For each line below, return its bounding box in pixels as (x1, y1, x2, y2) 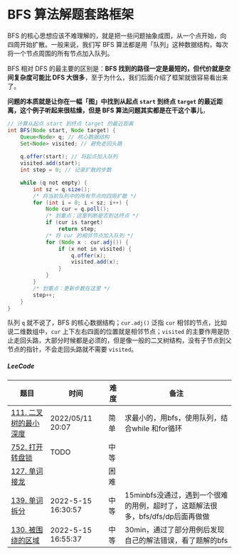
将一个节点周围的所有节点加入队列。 (7, 49, 114, 58)
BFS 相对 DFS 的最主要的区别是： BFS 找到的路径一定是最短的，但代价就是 (7, 64, 225, 72)
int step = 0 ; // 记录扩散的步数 (20, 166, 112, 174)
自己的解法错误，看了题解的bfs (124, 536, 228, 546)
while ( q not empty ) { (20, 179, 87, 186)
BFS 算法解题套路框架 (7, 6, 134, 23)
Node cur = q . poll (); (45, 205, 110, 213)
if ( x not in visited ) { (58, 245, 132, 252)
